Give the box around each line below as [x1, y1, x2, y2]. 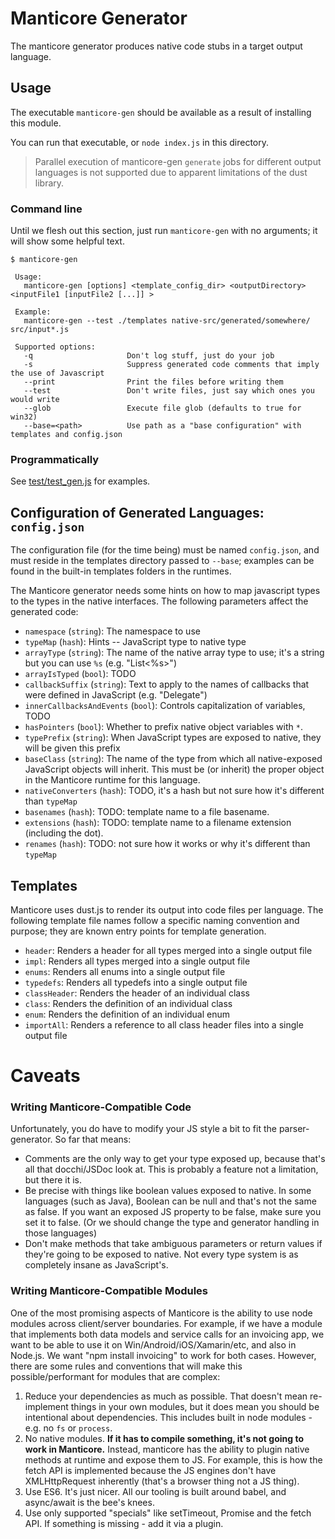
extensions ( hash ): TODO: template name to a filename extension [24, 817, 292, 829]
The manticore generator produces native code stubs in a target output [10, 40, 303, 52]
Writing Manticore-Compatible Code [10, 1100, 192, 1114]
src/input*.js [10, 325, 70, 335]
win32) [10, 412, 38, 422]
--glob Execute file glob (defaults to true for [23, 403, 302, 414]
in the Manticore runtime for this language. [24, 774, 201, 786]
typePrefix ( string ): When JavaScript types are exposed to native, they [24, 732, 322, 744]
